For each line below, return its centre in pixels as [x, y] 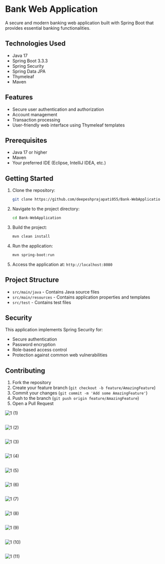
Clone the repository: [34, 190]
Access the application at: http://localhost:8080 [62, 264]
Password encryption [34, 345]
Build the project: [30, 227]
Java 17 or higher [30, 152]
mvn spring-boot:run [33, 255]
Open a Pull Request [33, 403]
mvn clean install [31, 236]
